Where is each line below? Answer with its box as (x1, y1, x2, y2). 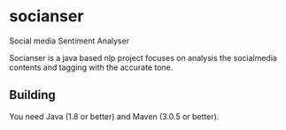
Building (9, 88, 56, 103)
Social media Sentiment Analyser (9, 35, 130, 46)
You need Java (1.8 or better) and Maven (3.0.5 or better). (9, 111, 220, 121)
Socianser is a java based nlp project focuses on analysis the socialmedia (9, 52, 277, 63)
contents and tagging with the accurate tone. (9, 62, 174, 73)
